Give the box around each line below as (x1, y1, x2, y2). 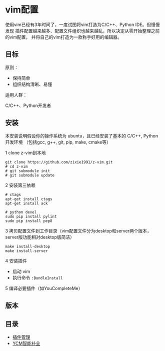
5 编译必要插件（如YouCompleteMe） (5, 285, 83, 291)
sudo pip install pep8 (5, 218, 52, 223)
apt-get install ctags (5, 196, 52, 201)
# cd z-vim (5, 164, 28, 169)
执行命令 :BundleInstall (12, 274, 63, 280)
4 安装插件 (5, 257, 27, 263)
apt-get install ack (5, 200, 48, 206)
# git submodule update (5, 172, 55, 177)
